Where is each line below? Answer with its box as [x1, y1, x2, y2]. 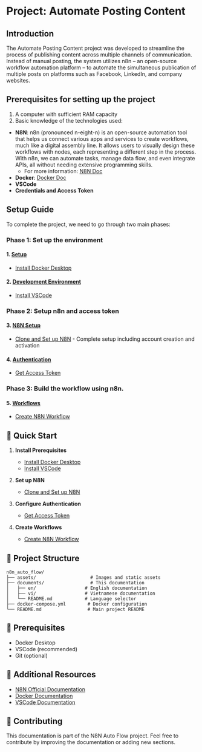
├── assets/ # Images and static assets [6, 575, 161, 581]
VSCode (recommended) [15, 645, 77, 652]
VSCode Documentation [15, 699, 76, 706]
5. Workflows [6, 399, 41, 406]
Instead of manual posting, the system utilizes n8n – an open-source [6, 58, 177, 64]
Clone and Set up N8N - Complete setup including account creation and [15, 335, 195, 343]
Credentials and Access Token [15, 186, 94, 194]
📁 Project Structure [6, 553, 80, 563]
